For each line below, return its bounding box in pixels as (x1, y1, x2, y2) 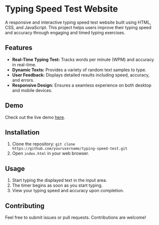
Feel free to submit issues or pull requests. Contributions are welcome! (5, 214, 146, 220)
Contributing (5, 202, 45, 210)
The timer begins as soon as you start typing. (12, 182, 103, 188)
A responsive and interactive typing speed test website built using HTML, (5, 19, 151, 25)
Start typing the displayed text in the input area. (12, 178, 108, 183)
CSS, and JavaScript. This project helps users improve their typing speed (5, 24, 152, 30)
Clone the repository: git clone (12, 141, 75, 147)
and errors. (12, 77, 35, 83)
